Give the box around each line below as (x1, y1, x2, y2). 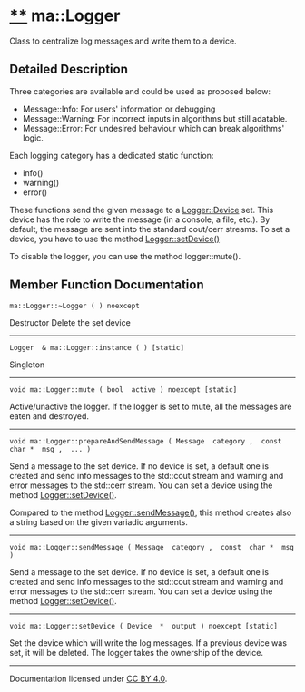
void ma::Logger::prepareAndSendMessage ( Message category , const (9, 436, 282, 445)
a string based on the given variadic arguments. (9, 516, 189, 527)
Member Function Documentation (9, 278, 204, 293)
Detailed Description (9, 62, 129, 77)
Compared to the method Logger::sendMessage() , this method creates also (9, 507, 292, 518)
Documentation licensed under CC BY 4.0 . (9, 673, 168, 684)
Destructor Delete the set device (9, 317, 132, 327)
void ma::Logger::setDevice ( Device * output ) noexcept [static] (9, 621, 279, 630)
